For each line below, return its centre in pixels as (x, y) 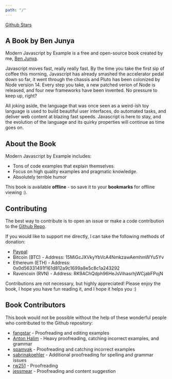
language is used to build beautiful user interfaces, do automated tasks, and (86, 111)
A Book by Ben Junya (40, 41)
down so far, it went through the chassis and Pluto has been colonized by (83, 80)
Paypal (20, 252)
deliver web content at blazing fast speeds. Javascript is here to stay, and (83, 117)
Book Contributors (35, 305)
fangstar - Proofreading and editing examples (61, 333)
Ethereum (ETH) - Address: (42, 263)
